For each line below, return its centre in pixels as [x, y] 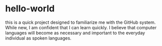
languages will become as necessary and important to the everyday [75, 33]
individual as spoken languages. [38, 38]
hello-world [30, 9]
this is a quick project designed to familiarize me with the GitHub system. [80, 22]
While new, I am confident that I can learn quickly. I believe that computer [81, 27]
